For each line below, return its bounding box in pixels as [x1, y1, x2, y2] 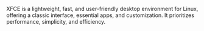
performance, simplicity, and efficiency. [6, 18, 106, 25]
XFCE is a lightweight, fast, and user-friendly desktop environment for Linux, [6, 5, 199, 12]
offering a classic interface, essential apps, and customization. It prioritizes [6, 12, 195, 19]
